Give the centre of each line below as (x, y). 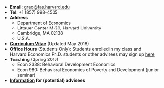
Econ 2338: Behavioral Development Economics (66, 64)
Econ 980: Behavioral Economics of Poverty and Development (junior (88, 70)
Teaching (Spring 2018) (34, 59)
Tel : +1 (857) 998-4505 (34, 12)
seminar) (26, 75)
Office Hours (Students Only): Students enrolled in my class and (76, 49)
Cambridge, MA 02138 (40, 33)
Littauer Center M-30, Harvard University (59, 28)
